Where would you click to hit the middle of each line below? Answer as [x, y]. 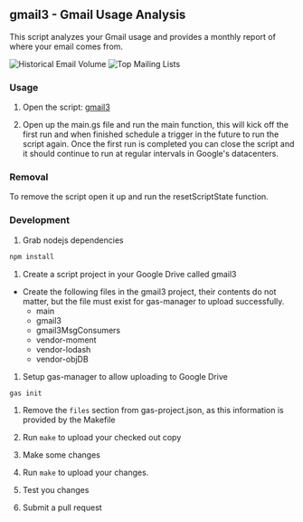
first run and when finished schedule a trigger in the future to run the [151, 134]
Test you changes [56, 490]
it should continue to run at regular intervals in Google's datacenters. [150, 154]
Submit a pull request [62, 507]
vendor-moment [66, 340]
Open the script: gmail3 [66, 107]
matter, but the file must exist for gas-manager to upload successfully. [153, 301]
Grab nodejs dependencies [73, 240]
